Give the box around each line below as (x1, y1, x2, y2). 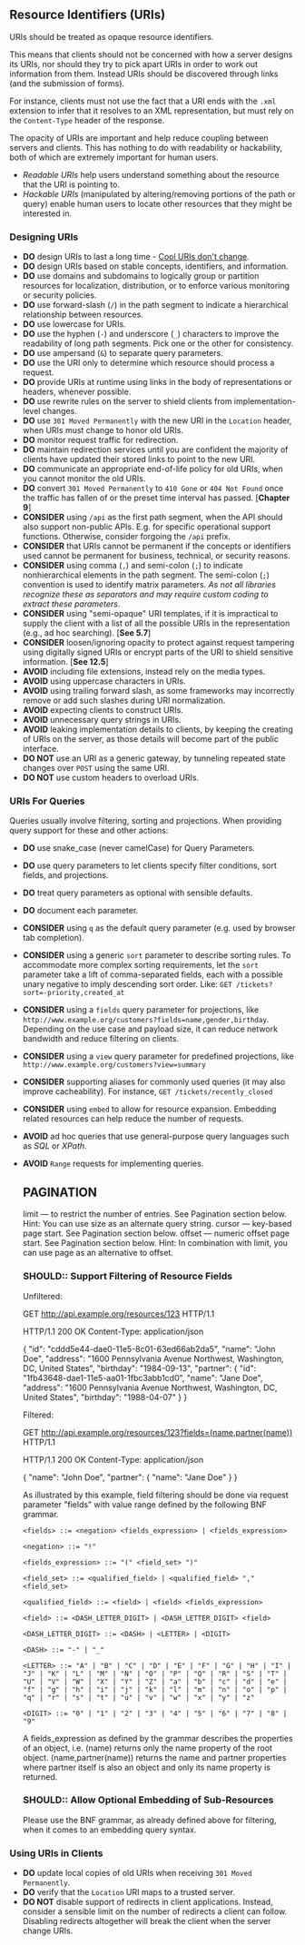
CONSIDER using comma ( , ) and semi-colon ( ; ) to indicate (22, 560, 243, 571)
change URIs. (22, 1925, 74, 1937)
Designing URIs (9, 231, 79, 243)
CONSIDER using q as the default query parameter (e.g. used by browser (22, 923, 296, 933)
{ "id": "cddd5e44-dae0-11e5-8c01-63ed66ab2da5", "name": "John (22, 1343, 276, 1354)
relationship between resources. (22, 309, 143, 321)
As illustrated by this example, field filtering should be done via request (22, 1489, 289, 1500)
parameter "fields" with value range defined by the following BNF (22, 1498, 267, 1510)
